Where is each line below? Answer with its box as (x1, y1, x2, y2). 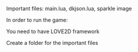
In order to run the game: (6, 17, 68, 23)
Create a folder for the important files (6, 40, 98, 46)
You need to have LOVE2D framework (6, 28, 100, 35)
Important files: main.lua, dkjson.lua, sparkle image (6, 5, 132, 12)
